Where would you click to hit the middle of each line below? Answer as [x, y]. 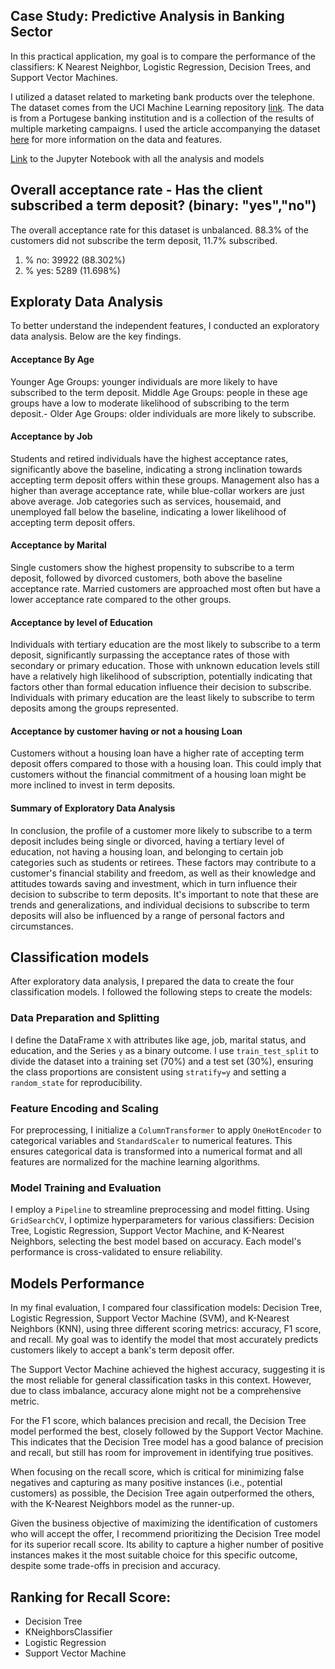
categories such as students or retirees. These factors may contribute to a [163, 862]
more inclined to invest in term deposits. [93, 785]
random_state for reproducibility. [76, 1082]
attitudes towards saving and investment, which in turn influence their [154, 883]
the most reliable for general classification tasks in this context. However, [161, 1380]
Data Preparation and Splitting [85, 1018]
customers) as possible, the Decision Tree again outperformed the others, [162, 1493]
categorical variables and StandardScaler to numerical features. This [151, 1141]
